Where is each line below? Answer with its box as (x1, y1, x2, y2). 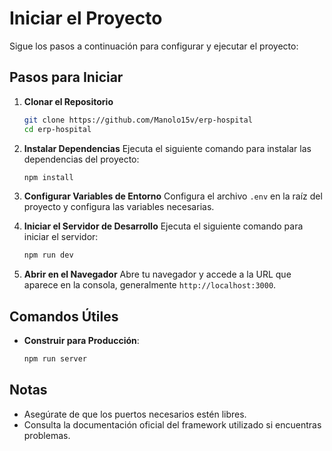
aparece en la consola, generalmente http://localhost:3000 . (23, 279, 277, 291)
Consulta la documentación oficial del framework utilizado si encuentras (23, 418, 322, 431)
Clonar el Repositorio (23, 95, 114, 107)
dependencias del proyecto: (23, 153, 140, 165)
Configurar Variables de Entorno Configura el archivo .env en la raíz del (23, 190, 323, 202)
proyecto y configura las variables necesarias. (23, 201, 215, 213)
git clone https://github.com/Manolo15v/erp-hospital (23, 115, 253, 125)
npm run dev (23, 250, 74, 261)
